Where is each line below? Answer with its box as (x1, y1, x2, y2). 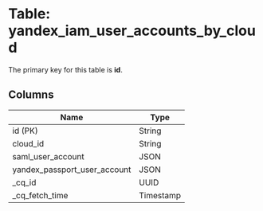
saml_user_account (12, 150, 85, 162)
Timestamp (139, 190, 182, 201)
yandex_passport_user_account (12, 164, 131, 175)
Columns (8, 88, 54, 102)
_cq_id (12, 177, 37, 188)
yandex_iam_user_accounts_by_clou (8, 21, 257, 40)
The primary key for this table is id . (8, 64, 124, 74)
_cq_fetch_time (12, 190, 69, 201)
